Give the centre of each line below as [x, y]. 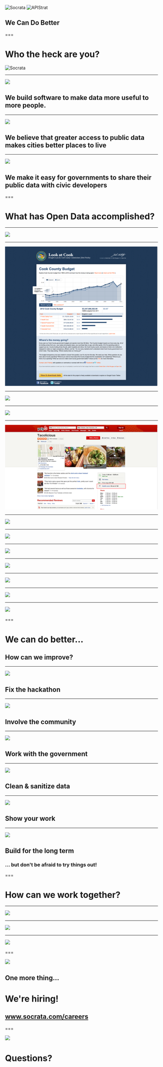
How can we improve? [39, 658]
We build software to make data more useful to [77, 98]
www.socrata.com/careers [47, 1017]
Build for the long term [40, 851]
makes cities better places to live [56, 145]
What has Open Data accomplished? [80, 217]
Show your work [30, 819]
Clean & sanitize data [38, 786]
